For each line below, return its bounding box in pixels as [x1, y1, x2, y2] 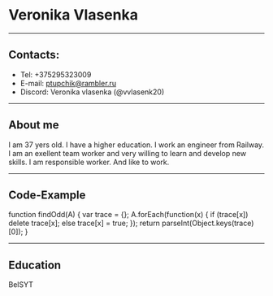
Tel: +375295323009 [19, 69, 92, 79]
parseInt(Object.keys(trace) [162, 218, 254, 229]
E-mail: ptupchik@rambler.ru [19, 78, 116, 88]
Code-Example [8, 188, 86, 202]
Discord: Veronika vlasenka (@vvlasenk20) [19, 87, 165, 97]
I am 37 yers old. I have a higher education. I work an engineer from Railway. [8, 140, 265, 150]
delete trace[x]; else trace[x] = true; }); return [8, 218, 161, 229]
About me [8, 118, 59, 132]
